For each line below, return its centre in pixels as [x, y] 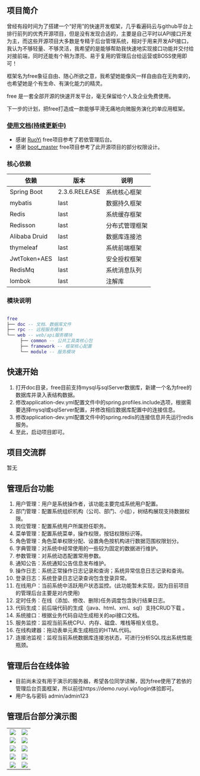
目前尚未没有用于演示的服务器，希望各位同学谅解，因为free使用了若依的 [104, 681]
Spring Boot [26, 192]
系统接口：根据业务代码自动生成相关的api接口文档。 [79, 615]
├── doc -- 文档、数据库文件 [39, 324]
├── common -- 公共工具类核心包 [56, 341]
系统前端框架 [124, 248]
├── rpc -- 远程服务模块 [35, 330]
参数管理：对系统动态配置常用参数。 [60, 556]
